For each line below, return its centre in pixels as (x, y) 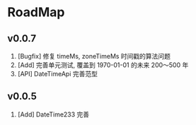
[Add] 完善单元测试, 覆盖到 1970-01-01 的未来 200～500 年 (103, 65)
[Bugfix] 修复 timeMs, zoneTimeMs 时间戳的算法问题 (94, 56)
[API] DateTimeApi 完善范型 (57, 74)
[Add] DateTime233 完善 (53, 114)
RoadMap (36, 12)
